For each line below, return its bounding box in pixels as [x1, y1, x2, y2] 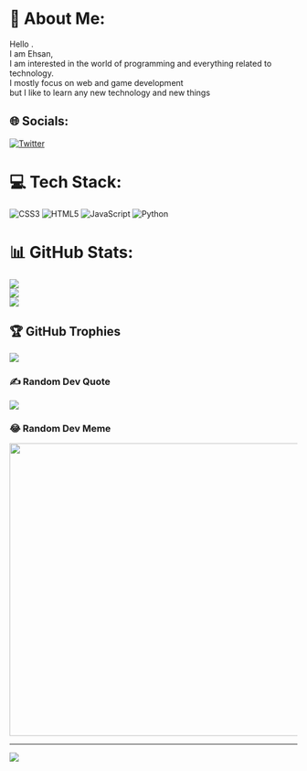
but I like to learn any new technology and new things [9, 87, 211, 98]
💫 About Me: [9, 8, 106, 29]
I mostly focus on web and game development [9, 77, 185, 88]
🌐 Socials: [9, 113, 69, 129]
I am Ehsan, [9, 48, 54, 59]
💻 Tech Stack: [9, 171, 122, 192]
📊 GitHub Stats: [9, 241, 134, 262]
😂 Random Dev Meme [9, 422, 111, 434]
